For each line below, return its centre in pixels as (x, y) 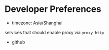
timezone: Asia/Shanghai (37, 23)
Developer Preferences (53, 9)
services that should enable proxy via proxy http (54, 32)
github (18, 42)
